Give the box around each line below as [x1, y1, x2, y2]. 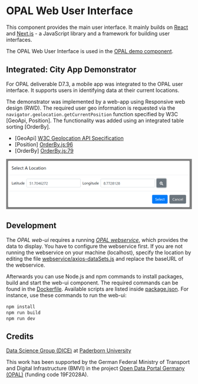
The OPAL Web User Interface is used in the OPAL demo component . [6, 47, 174, 54]
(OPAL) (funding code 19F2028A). [6, 371, 89, 378]
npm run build [6, 310, 41, 316]
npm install [6, 304, 35, 310]
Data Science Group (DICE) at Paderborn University [6, 347, 131, 355]
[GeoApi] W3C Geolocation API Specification [14, 134, 124, 142]
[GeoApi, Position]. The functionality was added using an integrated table [6, 117, 184, 124]
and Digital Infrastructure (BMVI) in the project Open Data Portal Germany [6, 365, 185, 372]
